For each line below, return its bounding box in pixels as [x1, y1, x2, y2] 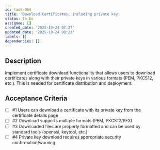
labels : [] [5, 35, 27, 39]
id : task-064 [5, 7, 32, 12]
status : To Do [5, 16, 34, 21]
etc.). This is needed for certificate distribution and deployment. [5, 80, 133, 86]
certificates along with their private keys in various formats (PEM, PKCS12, [5, 75, 154, 81]
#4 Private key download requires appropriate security [12, 134, 121, 140]
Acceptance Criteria [5, 94, 67, 102]
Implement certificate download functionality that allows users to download [5, 70, 156, 75]
